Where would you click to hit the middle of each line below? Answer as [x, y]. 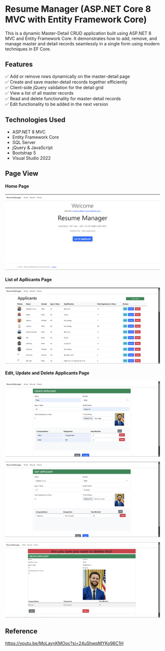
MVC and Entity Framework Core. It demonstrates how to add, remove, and [81, 38]
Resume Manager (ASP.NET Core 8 [78, 9]
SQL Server [24, 142]
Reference [21, 632]
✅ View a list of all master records [39, 93]
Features [19, 64]
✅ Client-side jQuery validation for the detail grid [54, 87]
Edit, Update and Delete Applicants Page [47, 373]
